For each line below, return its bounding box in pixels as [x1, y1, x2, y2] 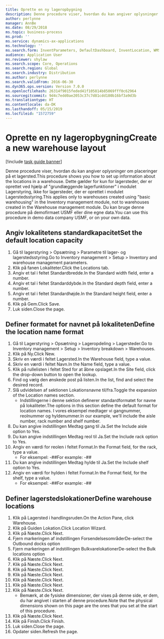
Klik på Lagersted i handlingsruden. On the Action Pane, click [12, 515, 134, 521]
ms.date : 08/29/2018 [5, 25, 48, 30]
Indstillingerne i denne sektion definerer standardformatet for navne [19, 398, 156, 403]
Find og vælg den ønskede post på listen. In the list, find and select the [12, 377, 154, 383]
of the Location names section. [12, 392, 75, 398]
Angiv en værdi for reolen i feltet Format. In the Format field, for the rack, [12, 444, 158, 450]
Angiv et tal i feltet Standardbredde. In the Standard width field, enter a [12, 270, 154, 275]
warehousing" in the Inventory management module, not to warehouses [5, 199, 149, 205]
